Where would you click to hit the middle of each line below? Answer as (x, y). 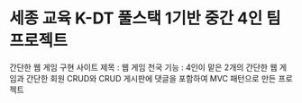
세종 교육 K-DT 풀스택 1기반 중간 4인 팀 (145, 18)
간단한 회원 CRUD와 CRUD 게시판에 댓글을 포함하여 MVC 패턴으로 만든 (151, 78)
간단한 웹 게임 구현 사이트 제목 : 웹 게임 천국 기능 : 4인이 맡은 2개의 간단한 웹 (143, 67)
